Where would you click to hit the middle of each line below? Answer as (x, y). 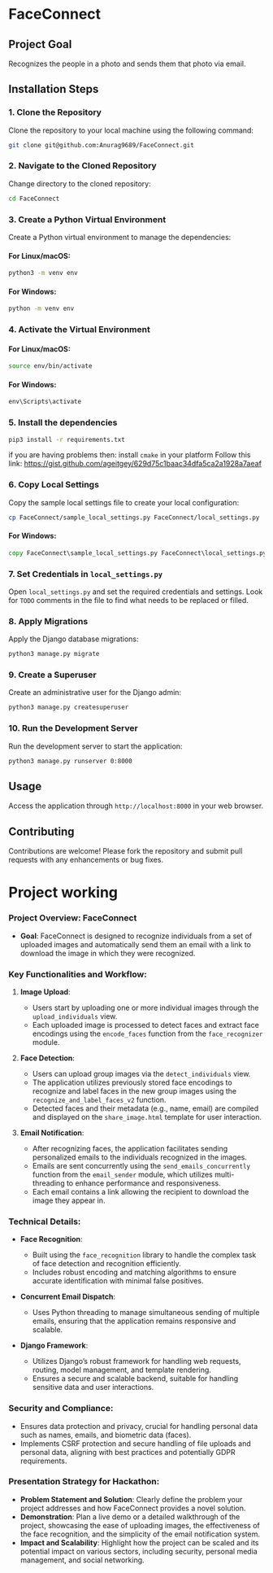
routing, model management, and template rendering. (121, 1370)
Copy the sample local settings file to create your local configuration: (124, 502)
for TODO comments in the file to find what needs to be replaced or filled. (129, 600)
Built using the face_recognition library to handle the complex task (144, 1255)
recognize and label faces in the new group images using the (134, 1090)
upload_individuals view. (75, 1016)
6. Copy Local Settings (54, 485)
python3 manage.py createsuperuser (69, 708)
